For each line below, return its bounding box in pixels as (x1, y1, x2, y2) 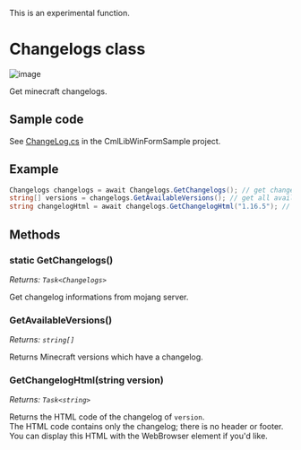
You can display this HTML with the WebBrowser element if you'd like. (9, 430, 269, 442)
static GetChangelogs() (9, 254, 114, 266)
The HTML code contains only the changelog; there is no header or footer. (9, 421, 284, 432)
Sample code (9, 112, 84, 127)
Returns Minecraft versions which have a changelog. (9, 351, 203, 362)
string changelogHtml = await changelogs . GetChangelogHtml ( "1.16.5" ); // (9, 202, 291, 212)
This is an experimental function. (9, 8, 130, 18)
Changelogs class (9, 39, 146, 59)
